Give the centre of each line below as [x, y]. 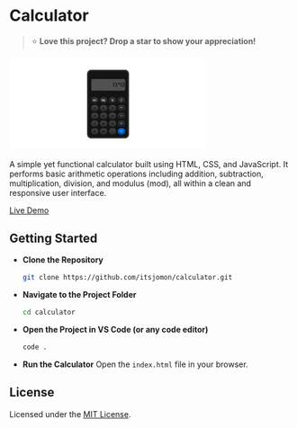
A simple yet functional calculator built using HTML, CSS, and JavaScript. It [149, 164]
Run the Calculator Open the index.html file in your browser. [135, 364]
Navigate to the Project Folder [79, 295]
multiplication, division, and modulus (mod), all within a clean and [130, 183]
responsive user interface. [58, 192]
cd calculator [49, 312]
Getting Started [54, 238]
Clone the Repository [63, 260]
